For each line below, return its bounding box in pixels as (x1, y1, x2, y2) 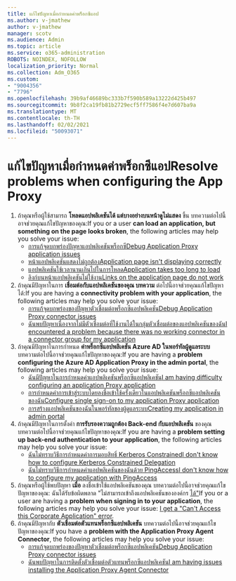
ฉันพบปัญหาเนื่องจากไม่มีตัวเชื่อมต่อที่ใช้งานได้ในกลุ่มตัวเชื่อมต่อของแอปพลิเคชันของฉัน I (27, 320, 228, 328)
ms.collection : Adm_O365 (7, 69, 80, 76)
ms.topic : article (7, 43, 61, 50)
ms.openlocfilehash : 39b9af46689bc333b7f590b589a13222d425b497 (7, 95, 197, 102)
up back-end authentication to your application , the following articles (17, 436, 223, 444)
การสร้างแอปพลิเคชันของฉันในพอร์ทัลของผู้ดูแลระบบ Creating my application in (27, 404, 223, 413)
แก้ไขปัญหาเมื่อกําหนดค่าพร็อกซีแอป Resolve (7, 158, 218, 174)
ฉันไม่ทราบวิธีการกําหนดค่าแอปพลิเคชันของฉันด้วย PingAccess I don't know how (27, 466, 229, 474)
